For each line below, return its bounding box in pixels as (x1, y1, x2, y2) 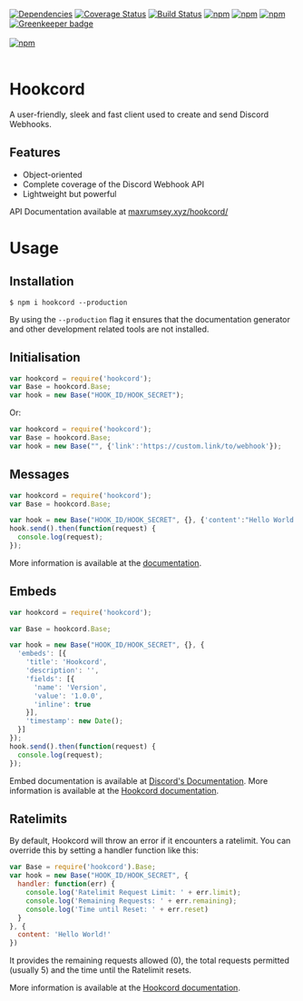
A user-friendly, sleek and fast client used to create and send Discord (9, 109, 269, 120)
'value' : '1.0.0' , (33, 691, 103, 700)
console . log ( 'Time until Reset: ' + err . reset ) (25, 905, 209, 914)
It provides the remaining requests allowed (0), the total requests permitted (9, 955, 290, 966)
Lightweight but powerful (22, 188, 117, 199)
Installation (9, 273, 74, 290)
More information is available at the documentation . (9, 557, 202, 568)
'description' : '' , (25, 666, 100, 676)
